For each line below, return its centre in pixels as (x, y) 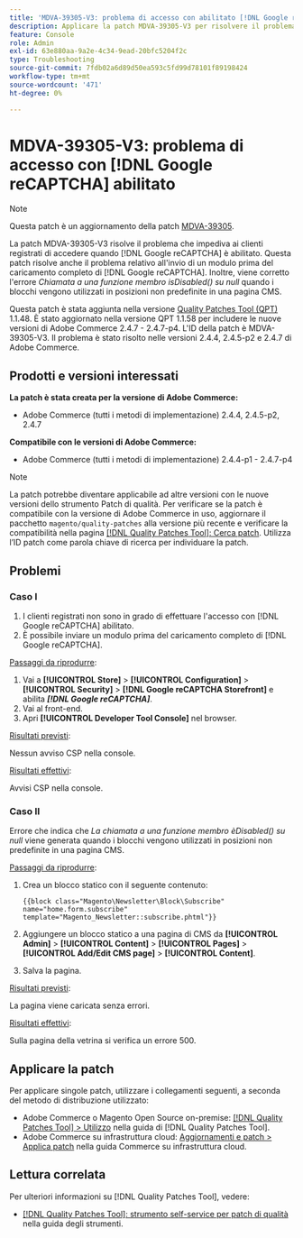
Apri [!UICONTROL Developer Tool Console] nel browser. (129, 718)
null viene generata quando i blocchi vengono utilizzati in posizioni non (141, 840)
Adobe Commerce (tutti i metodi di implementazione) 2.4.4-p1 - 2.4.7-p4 (157, 460)
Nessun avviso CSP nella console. (73, 753)
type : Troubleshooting (52, 60)
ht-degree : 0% (36, 93)
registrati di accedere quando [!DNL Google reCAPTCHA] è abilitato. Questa (150, 253)
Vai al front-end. (52, 708)
